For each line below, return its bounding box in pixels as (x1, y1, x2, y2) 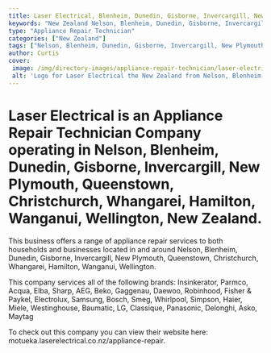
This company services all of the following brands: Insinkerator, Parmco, (8, 277, 248, 287)
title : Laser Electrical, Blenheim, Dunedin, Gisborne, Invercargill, (8, 11, 251, 20)
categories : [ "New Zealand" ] (8, 34, 106, 43)
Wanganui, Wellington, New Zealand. (8, 209, 262, 227)
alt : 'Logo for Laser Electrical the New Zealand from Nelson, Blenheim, (11, 72, 265, 80)
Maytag (8, 311, 34, 321)
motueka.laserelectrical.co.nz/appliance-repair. (8, 335, 166, 345)
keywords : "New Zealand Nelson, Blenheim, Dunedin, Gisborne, (8, 19, 222, 27)
